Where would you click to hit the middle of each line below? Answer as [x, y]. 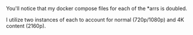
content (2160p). [26, 26]
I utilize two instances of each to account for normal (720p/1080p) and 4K [95, 20]
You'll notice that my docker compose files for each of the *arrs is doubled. [96, 8]
